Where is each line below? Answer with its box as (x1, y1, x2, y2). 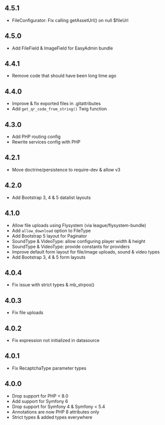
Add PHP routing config (11, 133, 61, 139)
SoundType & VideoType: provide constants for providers (11, 243, 130, 249)
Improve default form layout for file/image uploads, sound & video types (11, 248, 160, 254)
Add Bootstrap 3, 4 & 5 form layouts (11, 254, 86, 260)
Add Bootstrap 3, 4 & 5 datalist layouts (11, 194, 91, 200)
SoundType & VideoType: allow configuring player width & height (11, 238, 146, 244)
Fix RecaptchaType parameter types (11, 365, 87, 371)
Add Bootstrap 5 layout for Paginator (11, 232, 88, 239)
